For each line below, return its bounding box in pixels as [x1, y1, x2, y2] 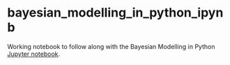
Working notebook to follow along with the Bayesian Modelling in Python [7, 42, 215, 50]
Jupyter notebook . [7, 50, 61, 58]
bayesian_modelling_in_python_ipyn [7, 5, 224, 21]
